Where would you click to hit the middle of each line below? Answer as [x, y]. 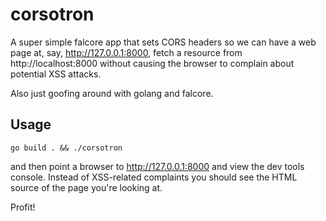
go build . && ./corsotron [66, 148]
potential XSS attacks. [56, 74]
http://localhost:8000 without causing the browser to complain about [152, 63]
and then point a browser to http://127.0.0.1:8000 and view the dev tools [157, 166]
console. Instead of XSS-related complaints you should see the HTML [154, 177]
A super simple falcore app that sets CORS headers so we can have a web [163, 42]
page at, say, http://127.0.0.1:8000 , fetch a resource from [126, 52]
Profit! [23, 207]
